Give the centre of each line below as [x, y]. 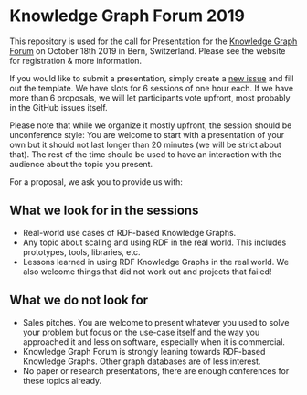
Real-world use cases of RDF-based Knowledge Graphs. [129, 232]
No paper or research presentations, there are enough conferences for [156, 370]
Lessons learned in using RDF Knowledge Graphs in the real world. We [156, 262]
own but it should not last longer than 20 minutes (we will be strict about [145, 144]
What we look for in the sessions [104, 211]
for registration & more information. [76, 60]
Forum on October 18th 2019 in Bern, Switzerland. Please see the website [148, 50]
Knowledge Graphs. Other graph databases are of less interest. [142, 361]
